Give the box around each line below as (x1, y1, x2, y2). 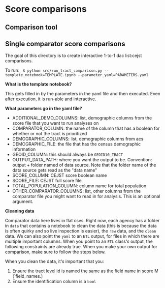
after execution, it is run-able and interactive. (5, 96, 97, 102)
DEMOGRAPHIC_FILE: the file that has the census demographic (12, 141, 141, 147)
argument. (12, 199, 33, 204)
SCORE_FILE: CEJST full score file (12, 178, 82, 184)
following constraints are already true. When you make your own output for (5, 244, 158, 250)
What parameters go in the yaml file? (5, 106, 82, 112)
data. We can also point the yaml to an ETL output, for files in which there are (5, 233, 160, 239)
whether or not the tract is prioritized (12, 131, 87, 137)
